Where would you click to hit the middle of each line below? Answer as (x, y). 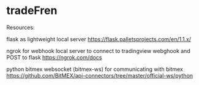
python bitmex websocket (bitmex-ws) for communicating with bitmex (95, 69)
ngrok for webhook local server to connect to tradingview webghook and (99, 51)
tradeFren (32, 11)
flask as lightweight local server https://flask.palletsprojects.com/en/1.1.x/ (99, 39)
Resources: (21, 27)
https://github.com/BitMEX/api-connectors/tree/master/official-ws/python (100, 75)
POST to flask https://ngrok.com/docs (54, 57)
